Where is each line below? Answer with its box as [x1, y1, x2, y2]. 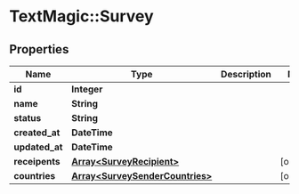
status [13, 112, 42, 124]
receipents [13, 156, 61, 167]
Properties [9, 42, 69, 57]
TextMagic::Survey [9, 6, 154, 27]
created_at [13, 126, 61, 139]
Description [221, 69, 271, 80]
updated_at [13, 141, 63, 153]
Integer [70, 83, 103, 95]
